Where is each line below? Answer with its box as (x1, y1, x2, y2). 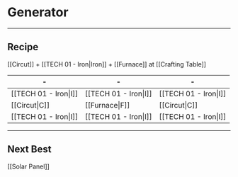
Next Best (7, 143, 52, 156)
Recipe (7, 41, 39, 53)
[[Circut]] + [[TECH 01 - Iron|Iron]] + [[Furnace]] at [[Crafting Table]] (7, 59, 207, 68)
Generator (7, 4, 69, 21)
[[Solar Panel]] (7, 162, 50, 171)
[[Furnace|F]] (84, 100, 130, 110)
